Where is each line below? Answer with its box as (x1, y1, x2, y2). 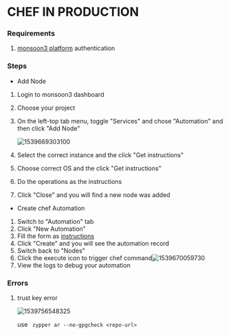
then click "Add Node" (16, 124, 80, 132)
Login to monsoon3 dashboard (16, 90, 104, 98)
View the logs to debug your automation (16, 261, 130, 269)
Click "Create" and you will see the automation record (16, 239, 170, 247)
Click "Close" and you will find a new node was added (16, 190, 170, 199)
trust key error (16, 294, 58, 302)
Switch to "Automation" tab (16, 217, 94, 225)
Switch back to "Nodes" (16, 246, 86, 255)
